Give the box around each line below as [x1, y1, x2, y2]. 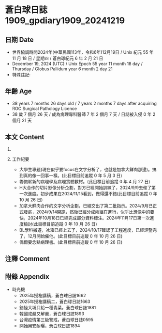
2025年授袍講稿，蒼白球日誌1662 [19, 292, 86, 298]
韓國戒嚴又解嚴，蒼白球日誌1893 [19, 311, 85, 317]
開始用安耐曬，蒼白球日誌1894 [19, 323, 80, 329]
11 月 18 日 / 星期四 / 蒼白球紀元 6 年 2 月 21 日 [12, 55, 103, 61]
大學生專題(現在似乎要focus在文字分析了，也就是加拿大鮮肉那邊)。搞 [19, 166, 157, 172]
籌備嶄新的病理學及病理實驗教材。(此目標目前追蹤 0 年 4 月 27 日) [19, 178, 150, 184]
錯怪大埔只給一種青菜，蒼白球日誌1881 [19, 304, 96, 310]
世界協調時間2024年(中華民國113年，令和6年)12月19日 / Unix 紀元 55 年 [12, 49, 154, 55]
